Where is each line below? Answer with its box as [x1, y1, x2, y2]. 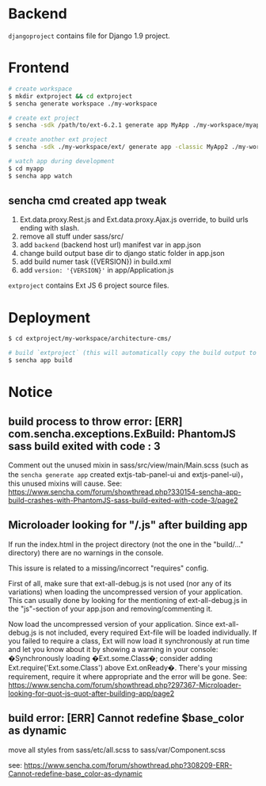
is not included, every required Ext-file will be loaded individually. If [38, 628, 257, 637]
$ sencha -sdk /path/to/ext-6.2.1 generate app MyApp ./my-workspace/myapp [8, 121, 264, 129]
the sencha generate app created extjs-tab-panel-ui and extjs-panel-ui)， [8, 470, 248, 479]
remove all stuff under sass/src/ [19, 231, 124, 242]
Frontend [8, 59, 70, 77]
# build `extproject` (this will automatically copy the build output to [8, 349, 257, 357]
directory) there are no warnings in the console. [8, 548, 164, 557]
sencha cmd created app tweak [8, 194, 167, 208]
